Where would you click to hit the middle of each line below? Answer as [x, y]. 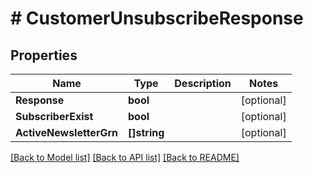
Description [203, 83]
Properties [44, 55]
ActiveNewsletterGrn [66, 132]
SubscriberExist [54, 116]
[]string [146, 132]
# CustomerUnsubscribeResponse [157, 18]
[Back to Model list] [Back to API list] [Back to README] [125, 157]
